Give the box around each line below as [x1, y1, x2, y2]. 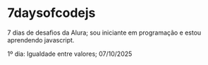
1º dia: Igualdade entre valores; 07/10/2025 [7, 49, 133, 58]
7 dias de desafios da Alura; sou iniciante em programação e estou [7, 28, 202, 37]
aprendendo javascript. [7, 35, 75, 44]
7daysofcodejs [7, 5, 96, 21]
